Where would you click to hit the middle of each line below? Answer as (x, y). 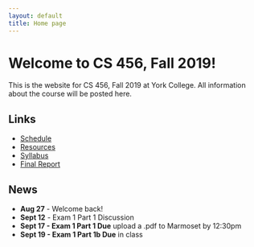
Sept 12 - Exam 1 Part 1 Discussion (77, 217)
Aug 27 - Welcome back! (61, 209)
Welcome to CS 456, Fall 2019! (112, 63)
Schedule (36, 138)
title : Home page (37, 23)
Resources (38, 147)
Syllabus (34, 156)
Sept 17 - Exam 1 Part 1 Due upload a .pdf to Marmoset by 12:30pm (131, 226)
